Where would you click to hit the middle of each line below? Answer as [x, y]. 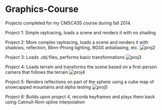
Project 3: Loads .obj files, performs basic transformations [65, 57]
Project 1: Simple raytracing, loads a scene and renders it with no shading [81, 32]
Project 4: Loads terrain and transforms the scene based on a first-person [81, 67]
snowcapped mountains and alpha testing [48, 87]
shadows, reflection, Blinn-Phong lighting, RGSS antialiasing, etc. [72, 47]
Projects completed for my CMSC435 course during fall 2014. [68, 23]
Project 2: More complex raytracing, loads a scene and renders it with [77, 42]
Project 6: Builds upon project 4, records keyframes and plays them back [80, 97]
